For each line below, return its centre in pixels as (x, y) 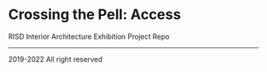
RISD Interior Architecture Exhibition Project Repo (89, 36)
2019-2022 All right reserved (56, 59)
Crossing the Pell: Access (95, 15)
